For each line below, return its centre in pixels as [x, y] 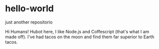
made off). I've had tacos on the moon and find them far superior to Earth [80, 37]
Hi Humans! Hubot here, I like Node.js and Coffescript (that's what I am [77, 31]
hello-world [30, 9]
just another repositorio [29, 22]
